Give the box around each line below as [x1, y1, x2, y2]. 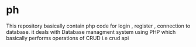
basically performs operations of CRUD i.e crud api [6, 34, 129, 41]
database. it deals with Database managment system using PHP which [6, 28, 176, 35]
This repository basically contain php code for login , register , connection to [6, 22, 191, 29]
